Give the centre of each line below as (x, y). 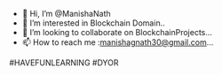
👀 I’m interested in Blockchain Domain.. (94, 23)
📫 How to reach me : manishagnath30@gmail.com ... (118, 42)
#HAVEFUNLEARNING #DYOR (64, 63)
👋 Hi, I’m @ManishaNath (66, 14)
